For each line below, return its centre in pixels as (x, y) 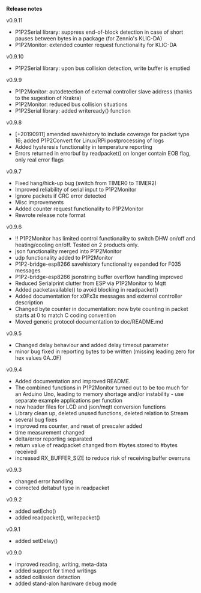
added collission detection (47, 577)
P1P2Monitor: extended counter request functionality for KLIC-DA (96, 45)
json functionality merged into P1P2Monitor (68, 251)
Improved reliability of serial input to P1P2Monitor (76, 190)
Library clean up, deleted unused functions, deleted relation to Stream (101, 413)
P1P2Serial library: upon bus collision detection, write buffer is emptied (102, 68)
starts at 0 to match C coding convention (65, 315)
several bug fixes (36, 419)
